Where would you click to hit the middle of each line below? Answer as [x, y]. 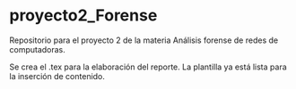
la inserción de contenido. [57, 76]
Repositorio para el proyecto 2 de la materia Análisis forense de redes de [144, 40]
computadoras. [37, 49]
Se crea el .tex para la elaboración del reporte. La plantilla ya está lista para [148, 67]
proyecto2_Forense [83, 16]
